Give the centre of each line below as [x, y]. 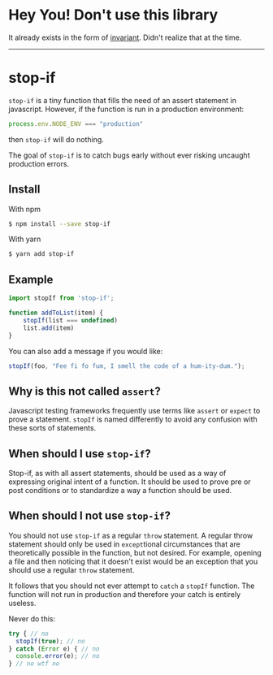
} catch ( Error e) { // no [54, 649]
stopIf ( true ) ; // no [50, 641]
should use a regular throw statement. [71, 569]
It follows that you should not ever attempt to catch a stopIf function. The [132, 586]
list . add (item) [49, 328]
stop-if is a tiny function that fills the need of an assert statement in [123, 100]
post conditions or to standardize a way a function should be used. [120, 490]
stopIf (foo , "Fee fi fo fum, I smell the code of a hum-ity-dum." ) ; [127, 366]
